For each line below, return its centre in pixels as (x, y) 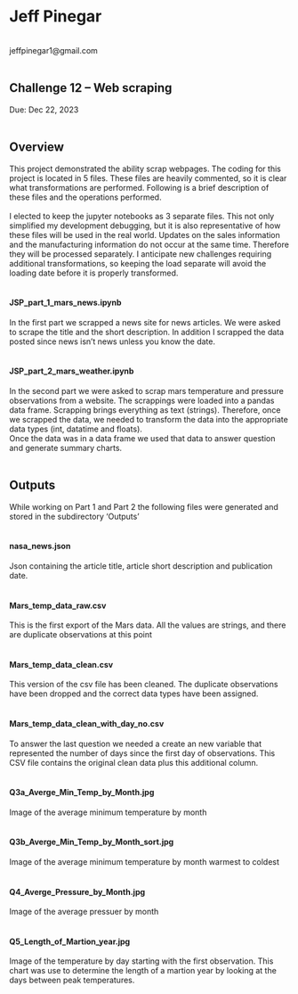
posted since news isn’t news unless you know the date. (113, 341)
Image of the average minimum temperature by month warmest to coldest (145, 862)
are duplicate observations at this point (81, 635)
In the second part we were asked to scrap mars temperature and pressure (147, 390)
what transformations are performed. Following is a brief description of (139, 187)
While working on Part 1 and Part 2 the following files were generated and (144, 506)
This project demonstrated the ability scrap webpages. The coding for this (145, 168)
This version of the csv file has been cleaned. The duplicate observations (144, 685)
